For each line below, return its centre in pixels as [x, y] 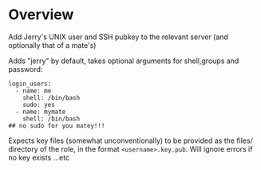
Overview [41, 15]
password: [26, 69]
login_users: [30, 84]
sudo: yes [39, 105]
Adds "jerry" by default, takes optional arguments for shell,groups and [124, 61]
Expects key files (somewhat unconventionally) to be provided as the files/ [130, 140]
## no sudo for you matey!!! [57, 125]
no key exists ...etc [39, 157]
